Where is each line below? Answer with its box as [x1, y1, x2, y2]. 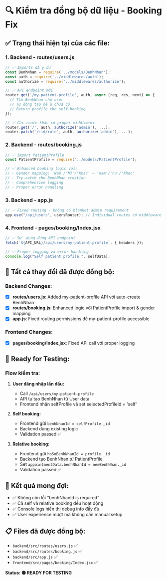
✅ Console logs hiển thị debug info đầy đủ [12, 506, 100, 512]
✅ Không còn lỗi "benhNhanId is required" [12, 495, 100, 501]
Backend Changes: [5, 282, 52, 289]
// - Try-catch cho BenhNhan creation [5, 176, 86, 181]
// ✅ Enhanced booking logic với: [5, 166, 78, 171]
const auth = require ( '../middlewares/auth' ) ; [5, 74, 104, 79]
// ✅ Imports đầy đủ [5, 65, 53, 70]
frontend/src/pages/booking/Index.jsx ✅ [12, 560, 98, 566]
